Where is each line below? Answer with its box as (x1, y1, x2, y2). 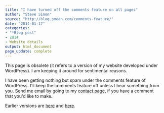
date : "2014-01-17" (5, 21, 45, 26)
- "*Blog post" (5, 30, 37, 35)
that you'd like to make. (5, 93, 53, 99)
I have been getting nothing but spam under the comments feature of (5, 77, 146, 83)
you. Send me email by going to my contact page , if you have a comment (5, 88, 154, 94)
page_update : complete (5, 49, 52, 54)
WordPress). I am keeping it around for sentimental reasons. (5, 67, 127, 73)
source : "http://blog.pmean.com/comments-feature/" (5, 16, 114, 21)
